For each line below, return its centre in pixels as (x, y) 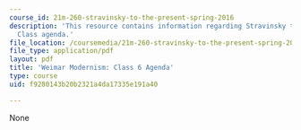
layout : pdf (31, 59)
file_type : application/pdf (62, 51)
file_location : (38, 43)
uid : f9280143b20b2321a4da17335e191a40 (84, 84)
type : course (34, 76)
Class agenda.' (46, 34)
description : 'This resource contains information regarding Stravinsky (148, 26)
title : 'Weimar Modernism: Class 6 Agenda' (92, 68)
